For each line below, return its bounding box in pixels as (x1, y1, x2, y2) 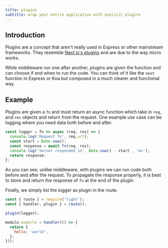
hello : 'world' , (14, 229, 49, 234)
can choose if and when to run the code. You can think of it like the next (5, 70, 155, 76)
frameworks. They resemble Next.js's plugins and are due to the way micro (5, 49, 161, 56)
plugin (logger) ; (5, 211, 39, 216)
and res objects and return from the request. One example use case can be (5, 114, 162, 120)
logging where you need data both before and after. (5, 120, 113, 126)
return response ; (10, 153, 46, 158)
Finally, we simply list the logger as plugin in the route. (5, 187, 118, 193)
